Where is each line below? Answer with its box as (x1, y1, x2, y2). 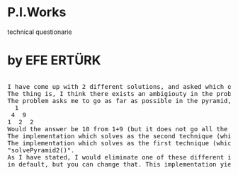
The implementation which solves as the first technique (7, 139, 210, 147)
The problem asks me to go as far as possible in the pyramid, (7, 97, 232, 104)
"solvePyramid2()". (7, 146, 75, 154)
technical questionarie (7, 28, 72, 36)
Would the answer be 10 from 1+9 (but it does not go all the (7, 125, 228, 133)
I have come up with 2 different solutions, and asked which (7, 83, 225, 90)
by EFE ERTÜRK (7, 52, 101, 68)
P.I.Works (7, 4, 67, 20)
